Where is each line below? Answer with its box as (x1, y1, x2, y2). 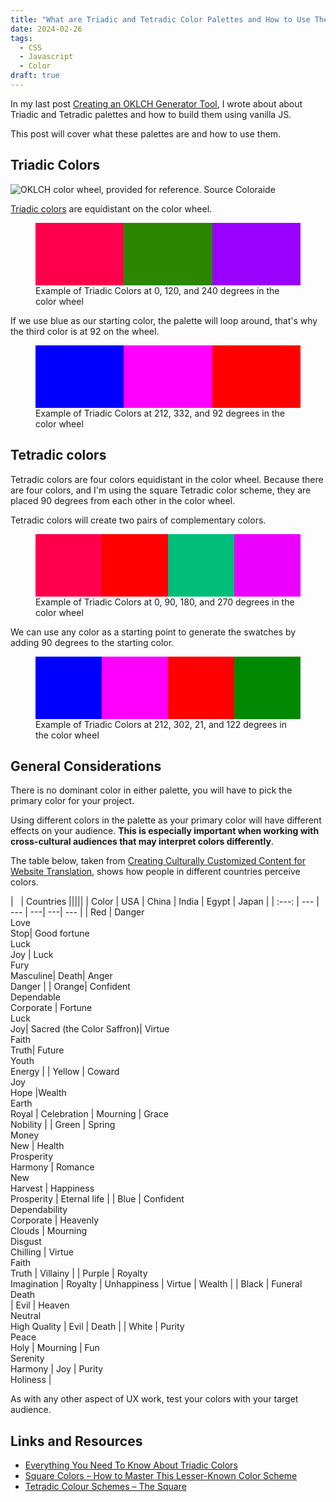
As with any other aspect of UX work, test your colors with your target (10, 1393, 299, 1405)
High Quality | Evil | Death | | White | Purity (10, 1321, 185, 1333)
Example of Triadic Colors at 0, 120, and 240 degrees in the (35, 284, 280, 296)
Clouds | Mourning (10, 1225, 88, 1237)
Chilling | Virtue (10, 1246, 75, 1258)
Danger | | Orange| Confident (10, 981, 131, 993)
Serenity (10, 1352, 45, 1365)
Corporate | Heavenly (10, 1214, 100, 1226)
